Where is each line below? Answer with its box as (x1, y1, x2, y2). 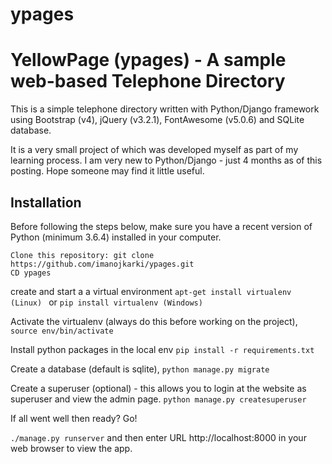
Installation (10, 194, 82, 211)
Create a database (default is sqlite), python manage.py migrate (10, 363, 270, 375)
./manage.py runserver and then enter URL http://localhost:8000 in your (10, 431, 307, 443)
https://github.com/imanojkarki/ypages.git (10, 259, 195, 269)
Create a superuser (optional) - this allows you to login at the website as (10, 382, 307, 394)
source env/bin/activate (10, 326, 114, 336)
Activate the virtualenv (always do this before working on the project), (10, 315, 298, 327)
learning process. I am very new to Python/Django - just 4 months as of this (10, 154, 323, 167)
